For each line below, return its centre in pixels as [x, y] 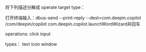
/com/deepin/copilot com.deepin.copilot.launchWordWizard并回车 [73, 24]
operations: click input [28, 34]
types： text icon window [31, 44]
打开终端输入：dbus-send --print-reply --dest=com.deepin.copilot [73, 18]
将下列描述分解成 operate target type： [45, 7]
